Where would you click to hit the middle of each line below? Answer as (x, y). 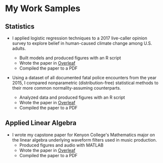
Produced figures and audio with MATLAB (61, 145)
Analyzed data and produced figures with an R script (72, 97)
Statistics (20, 27)
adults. (19, 48)
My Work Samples (43, 9)
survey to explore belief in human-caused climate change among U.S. (82, 43)
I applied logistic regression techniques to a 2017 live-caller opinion (80, 38)
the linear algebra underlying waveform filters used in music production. (84, 140)
